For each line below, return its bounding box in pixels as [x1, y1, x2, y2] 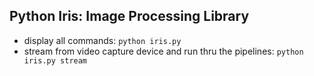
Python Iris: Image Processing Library [9, 8, 250, 25]
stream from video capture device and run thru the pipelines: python [23, 45, 304, 57]
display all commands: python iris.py [23, 34, 182, 46]
